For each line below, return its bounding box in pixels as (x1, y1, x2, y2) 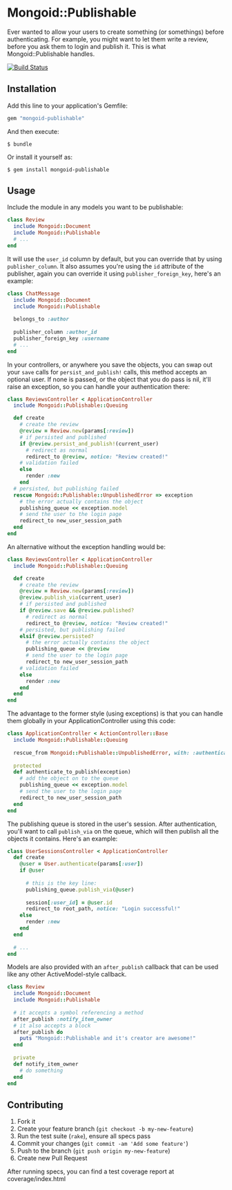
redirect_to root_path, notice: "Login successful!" (25, 905, 181, 912)
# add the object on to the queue (19, 775, 119, 782)
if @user (19, 867, 45, 874)
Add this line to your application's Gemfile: (7, 102, 128, 110)
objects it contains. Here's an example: (7, 834, 118, 843)
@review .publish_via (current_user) (19, 594, 122, 602)
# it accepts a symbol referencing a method (13, 1009, 144, 1016)
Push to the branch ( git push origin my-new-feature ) (17, 1146, 171, 1155)
